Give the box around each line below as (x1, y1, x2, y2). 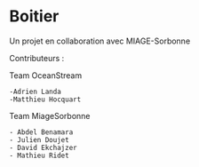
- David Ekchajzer (9, 143, 77, 152)
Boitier (9, 6, 60, 27)
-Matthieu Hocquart (9, 95, 82, 104)
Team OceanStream (9, 69, 83, 81)
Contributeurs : (9, 52, 65, 63)
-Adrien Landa (9, 87, 62, 96)
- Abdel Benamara (9, 127, 74, 137)
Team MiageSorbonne (9, 110, 91, 121)
